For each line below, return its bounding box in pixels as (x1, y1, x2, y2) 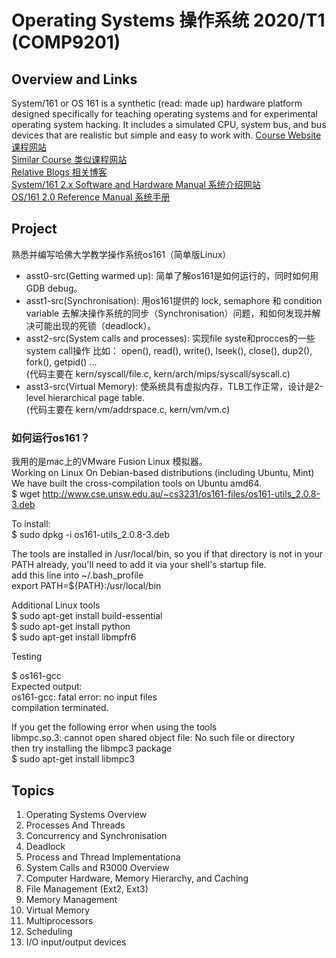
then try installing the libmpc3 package (11, 742, 173, 755)
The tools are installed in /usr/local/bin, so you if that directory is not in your (11, 548, 323, 560)
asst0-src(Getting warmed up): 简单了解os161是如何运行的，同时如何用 (25, 269, 319, 281)
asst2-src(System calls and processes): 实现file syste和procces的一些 (25, 332, 316, 344)
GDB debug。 (25, 282, 83, 294)
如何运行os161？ (11, 431, 91, 445)
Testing (11, 651, 43, 663)
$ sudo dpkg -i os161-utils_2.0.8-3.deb (11, 529, 171, 541)
